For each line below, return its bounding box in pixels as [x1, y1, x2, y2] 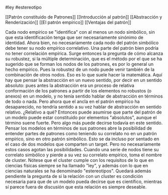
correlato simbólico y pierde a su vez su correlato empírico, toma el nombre [5, 152, 162, 158]
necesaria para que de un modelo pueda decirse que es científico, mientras [5, 178, 162, 184]
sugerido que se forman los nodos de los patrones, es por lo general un [5, 61, 154, 67]
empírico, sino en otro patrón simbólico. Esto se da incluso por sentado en [5, 136, 159, 142]
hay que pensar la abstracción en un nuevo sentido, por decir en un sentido [5, 77, 162, 83]
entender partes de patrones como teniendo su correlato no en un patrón [5, 131, 157, 136]
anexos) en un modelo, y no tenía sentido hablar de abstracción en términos [5, 93, 163, 99]
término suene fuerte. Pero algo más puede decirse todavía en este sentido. [5, 120, 163, 126]
